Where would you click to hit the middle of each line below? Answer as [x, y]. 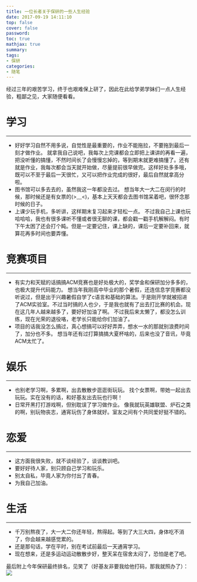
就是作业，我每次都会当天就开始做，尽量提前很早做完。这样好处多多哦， [102, 168]
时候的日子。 [30, 204]
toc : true [18, 39]
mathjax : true [23, 45]
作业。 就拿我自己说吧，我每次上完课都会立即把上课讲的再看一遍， [111, 153]
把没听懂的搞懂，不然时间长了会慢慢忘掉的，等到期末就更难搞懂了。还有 [102, 160]
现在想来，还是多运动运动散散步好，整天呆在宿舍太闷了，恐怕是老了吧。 [102, 554]
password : [18, 34]
